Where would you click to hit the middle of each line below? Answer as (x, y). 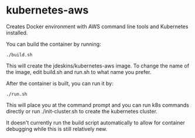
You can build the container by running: (54, 44)
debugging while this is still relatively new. (57, 129)
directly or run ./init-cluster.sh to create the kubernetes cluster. (82, 111)
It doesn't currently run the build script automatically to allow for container (96, 122)
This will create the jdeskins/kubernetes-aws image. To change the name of (97, 66)
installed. (17, 32)
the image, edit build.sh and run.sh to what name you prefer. (79, 72)
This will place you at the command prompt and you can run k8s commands (97, 105)
